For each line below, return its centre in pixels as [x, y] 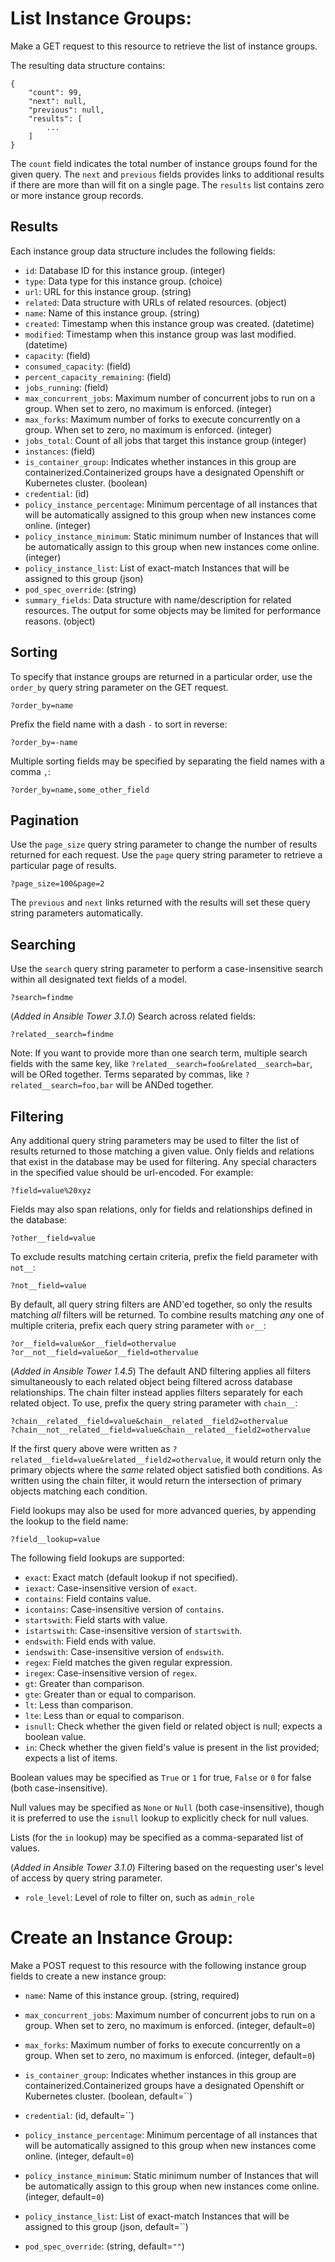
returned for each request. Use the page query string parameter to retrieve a [166, 855]
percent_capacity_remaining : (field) [98, 376]
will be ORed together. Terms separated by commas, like [126, 1074]
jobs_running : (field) [66, 387]
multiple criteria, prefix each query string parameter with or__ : [138, 1325]
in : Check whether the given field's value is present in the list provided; [172, 1747]
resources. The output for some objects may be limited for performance [173, 610]
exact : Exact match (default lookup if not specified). [131, 1577]
